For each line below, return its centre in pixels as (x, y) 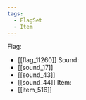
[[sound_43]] (36, 75)
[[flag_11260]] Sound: (48, 60)
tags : (15, 14)
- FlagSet (28, 20)
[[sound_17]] (35, 68)
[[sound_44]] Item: (44, 83)
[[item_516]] (35, 90)
